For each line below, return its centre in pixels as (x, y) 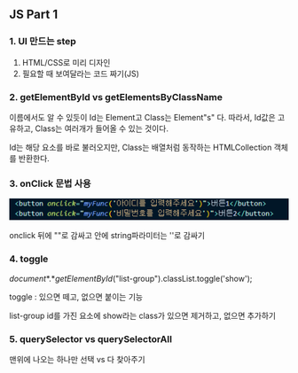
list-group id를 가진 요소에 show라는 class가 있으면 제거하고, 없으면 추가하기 (143, 315)
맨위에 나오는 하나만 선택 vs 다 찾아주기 (77, 359)
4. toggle (29, 259)
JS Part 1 (34, 15)
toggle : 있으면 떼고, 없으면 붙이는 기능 (76, 297)
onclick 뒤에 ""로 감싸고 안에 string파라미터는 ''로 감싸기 (107, 236)
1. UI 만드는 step (43, 42)
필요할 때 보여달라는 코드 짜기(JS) (81, 74)
